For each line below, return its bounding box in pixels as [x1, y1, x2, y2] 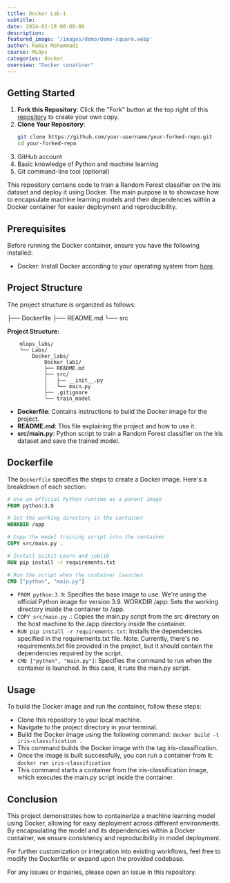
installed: [7, 248, 33, 257]
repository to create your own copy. [17, 113, 119, 121]
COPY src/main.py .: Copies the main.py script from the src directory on [17, 612, 220, 621]
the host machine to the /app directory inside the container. [17, 620, 186, 628]
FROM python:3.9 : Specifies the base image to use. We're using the [17, 590, 207, 599]
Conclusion [7, 793, 58, 805]
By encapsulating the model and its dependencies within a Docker [7, 826, 195, 835]
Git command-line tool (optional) [17, 167, 110, 176]
